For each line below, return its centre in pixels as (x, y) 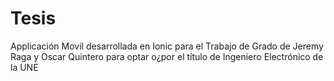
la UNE (24, 67)
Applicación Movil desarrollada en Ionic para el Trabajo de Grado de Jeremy (167, 46)
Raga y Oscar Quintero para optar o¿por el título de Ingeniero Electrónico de (167, 56)
